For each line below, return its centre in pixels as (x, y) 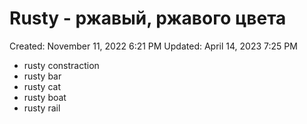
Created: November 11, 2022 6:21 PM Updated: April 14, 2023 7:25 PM (153, 46)
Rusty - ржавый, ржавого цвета (148, 18)
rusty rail (42, 108)
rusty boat (45, 97)
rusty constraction (61, 65)
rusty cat (42, 86)
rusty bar (42, 76)
